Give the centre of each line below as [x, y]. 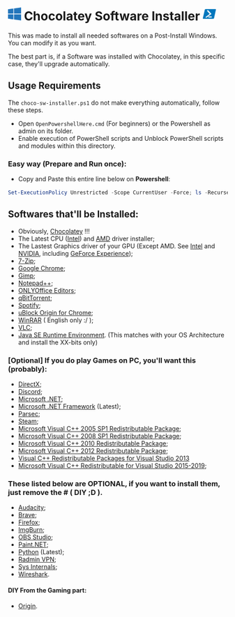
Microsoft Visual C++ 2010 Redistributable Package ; [93, 443]
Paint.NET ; [33, 544]
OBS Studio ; [36, 538]
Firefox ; [29, 522]
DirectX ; [30, 384]
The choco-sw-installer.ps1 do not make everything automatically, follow [114, 102]
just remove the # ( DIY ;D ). [55, 493]
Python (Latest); [41, 552]
